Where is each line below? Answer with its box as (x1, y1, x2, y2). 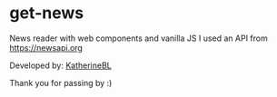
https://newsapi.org (9, 42, 84, 53)
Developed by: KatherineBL (9, 60, 112, 71)
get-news (9, 3, 84, 24)
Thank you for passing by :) (9, 77, 113, 88)
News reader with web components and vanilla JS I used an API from (9, 33, 268, 44)
